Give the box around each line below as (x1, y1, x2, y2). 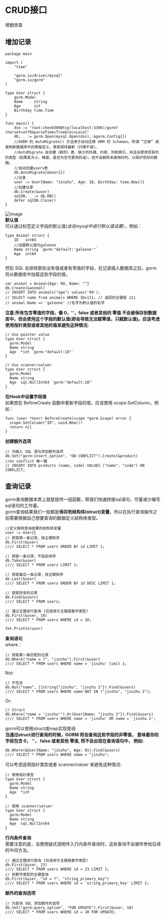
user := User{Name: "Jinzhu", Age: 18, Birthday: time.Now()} (14, 179, 145, 184)
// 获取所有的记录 (5, 590, 38, 595)
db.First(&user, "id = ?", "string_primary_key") (5, 876, 110, 881)
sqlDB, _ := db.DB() (14, 193, 56, 199)
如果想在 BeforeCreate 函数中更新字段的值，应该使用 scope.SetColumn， (5, 399, 155, 405)
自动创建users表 (18, 165, 48, 170)
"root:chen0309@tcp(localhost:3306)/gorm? (29, 125, 119, 130)
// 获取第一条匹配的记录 (5, 652, 49, 657)
